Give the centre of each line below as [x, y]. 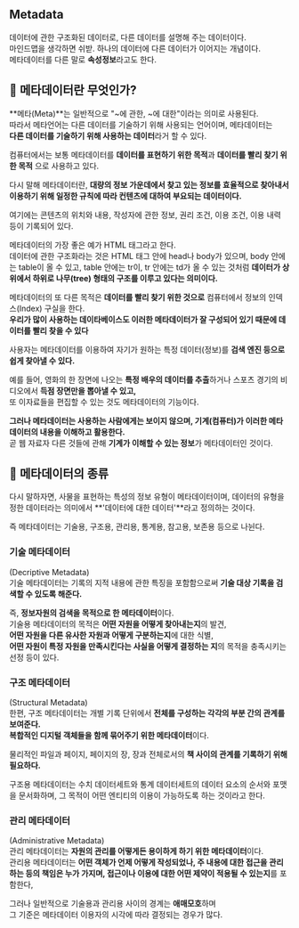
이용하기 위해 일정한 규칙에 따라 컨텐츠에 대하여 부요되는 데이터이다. [125, 196]
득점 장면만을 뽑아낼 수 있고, [88, 390]
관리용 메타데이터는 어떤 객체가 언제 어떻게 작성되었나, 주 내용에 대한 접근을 [138, 862]
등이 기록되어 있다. [41, 225]
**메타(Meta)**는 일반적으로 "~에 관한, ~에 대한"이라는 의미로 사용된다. [134, 113]
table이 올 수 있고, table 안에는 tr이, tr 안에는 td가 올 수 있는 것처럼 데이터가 [149, 267]
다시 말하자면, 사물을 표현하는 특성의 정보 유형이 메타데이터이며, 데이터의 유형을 [147, 497]
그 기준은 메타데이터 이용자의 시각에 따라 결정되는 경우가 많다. [116, 915]
